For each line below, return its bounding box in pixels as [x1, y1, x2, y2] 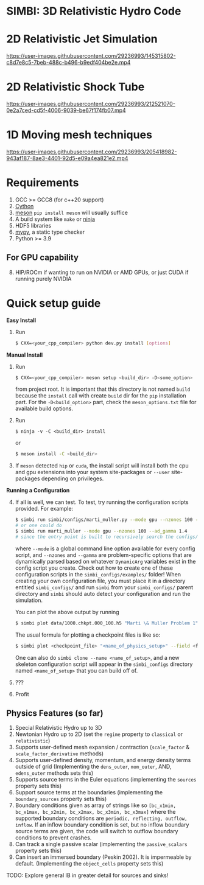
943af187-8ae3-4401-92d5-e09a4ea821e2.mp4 [6, 155, 128, 162]
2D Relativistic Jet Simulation [6, 32, 158, 46]
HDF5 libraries [15, 222, 52, 229]
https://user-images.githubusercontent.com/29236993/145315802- [6, 52, 176, 60]
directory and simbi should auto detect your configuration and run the [15, 590, 191, 597]
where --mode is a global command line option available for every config [15, 545, 195, 552]
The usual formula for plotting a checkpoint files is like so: [15, 631, 161, 638]
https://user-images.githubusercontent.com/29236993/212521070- [6, 100, 175, 108]
